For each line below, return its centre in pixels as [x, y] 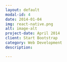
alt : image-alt [21, 29]
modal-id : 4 [18, 15]
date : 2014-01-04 [24, 19]
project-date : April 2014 [32, 33]
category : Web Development [34, 43]
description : [19, 47]
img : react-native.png [29, 24]
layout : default [22, 10]
